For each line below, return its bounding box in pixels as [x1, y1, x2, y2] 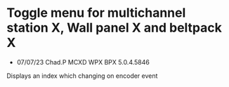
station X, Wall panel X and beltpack [6, 20, 222, 36]
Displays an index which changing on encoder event [6, 72, 158, 80]
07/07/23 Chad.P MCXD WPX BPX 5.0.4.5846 [16, 58, 150, 66]
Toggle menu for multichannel [6, 5, 186, 21]
